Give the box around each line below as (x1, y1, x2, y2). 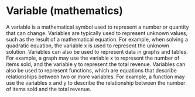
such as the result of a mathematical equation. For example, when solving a (6, 36, 189, 43)
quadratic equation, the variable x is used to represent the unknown (6, 42, 170, 49)
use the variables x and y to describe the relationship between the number (6, 79, 186, 86)
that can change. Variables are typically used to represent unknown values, (6, 29, 188, 36)
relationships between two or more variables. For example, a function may (6, 73, 185, 80)
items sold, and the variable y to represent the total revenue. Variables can (6, 60, 186, 68)
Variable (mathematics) (6, 4, 124, 18)
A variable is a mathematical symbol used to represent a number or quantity (6, 23, 189, 30)
